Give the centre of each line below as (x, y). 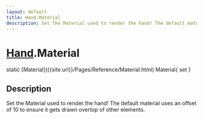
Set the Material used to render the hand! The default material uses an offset (101, 103)
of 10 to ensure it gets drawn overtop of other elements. (76, 110)
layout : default (27, 12)
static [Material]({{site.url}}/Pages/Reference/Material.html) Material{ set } (99, 69)
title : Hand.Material (34, 18)
